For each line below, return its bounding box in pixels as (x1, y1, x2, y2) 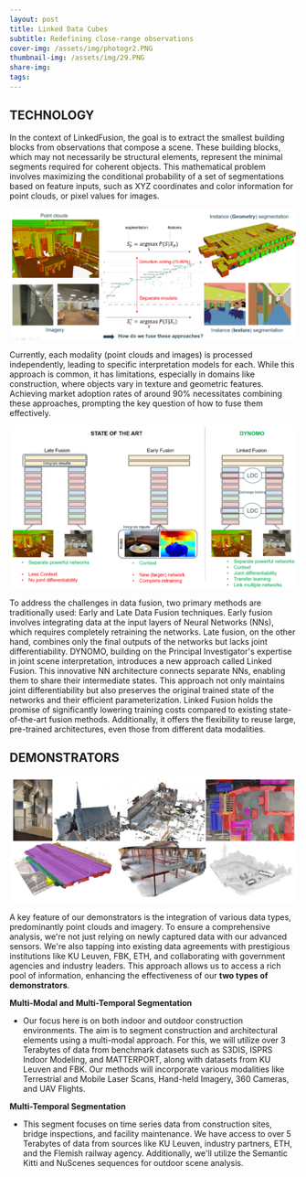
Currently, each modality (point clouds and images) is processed (9, 348, 253, 360)
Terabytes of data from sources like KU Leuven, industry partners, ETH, (22, 1139, 292, 1150)
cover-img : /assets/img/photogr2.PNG (9, 44, 153, 53)
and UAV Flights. (22, 1084, 86, 1095)
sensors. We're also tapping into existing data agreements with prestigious (9, 941, 290, 952)
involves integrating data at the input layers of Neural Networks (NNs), (9, 616, 274, 627)
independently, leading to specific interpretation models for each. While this (9, 358, 295, 369)
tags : (9, 73, 30, 82)
